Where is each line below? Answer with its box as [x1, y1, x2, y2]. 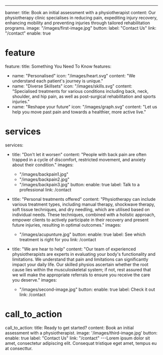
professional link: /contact [19, 187, 72, 193]
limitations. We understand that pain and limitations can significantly [12, 256, 149, 262]
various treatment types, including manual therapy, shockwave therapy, [12, 201, 155, 207]
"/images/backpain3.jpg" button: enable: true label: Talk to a [19, 181, 140, 187]
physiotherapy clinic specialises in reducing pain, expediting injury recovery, [5, 15, 158, 20]
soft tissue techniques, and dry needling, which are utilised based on [12, 206, 150, 212]
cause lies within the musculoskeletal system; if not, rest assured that [12, 266, 151, 272]
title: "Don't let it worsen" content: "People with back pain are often [12, 151, 147, 157]
